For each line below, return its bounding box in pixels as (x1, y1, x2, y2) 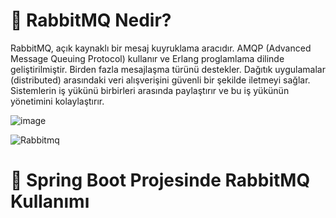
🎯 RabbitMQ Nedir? (10, 9, 172, 32)
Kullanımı (10, 190, 90, 213)
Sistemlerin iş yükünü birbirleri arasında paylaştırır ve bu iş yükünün (10, 84, 290, 96)
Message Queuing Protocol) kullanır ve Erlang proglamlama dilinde (10, 52, 285, 64)
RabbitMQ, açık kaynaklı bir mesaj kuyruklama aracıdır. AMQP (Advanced (10, 42, 312, 54)
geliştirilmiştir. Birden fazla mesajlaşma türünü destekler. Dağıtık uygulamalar (10, 63, 326, 75)
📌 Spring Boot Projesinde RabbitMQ (10, 169, 311, 192)
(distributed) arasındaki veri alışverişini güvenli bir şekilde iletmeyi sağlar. (10, 74, 311, 86)
